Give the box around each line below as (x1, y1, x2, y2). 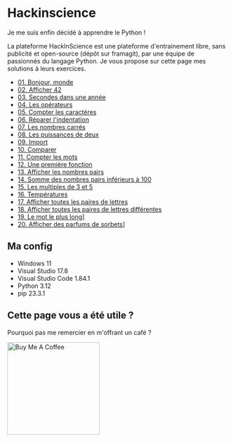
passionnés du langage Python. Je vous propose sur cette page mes (7, 56, 206, 65)
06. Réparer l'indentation (17, 115, 90, 124)
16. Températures (17, 190, 68, 198)
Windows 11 (17, 259, 52, 267)
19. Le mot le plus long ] (17, 213, 85, 221)
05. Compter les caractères (17, 108, 97, 116)
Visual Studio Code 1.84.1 (17, 274, 91, 282)
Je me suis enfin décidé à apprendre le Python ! (7, 28, 146, 37)
